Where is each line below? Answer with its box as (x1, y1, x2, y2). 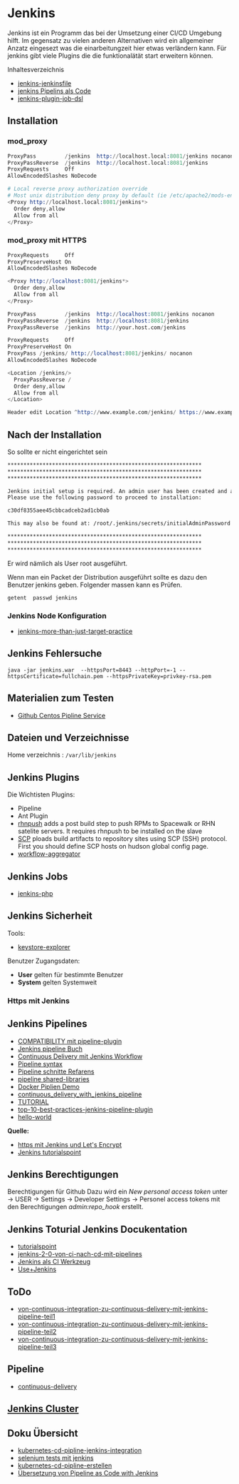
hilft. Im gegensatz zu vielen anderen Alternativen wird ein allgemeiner (7, 36, 214, 44)
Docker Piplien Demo (17, 1082, 80, 1091)
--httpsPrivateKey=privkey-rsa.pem (105, 672, 212, 680)
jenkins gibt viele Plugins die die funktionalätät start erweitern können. (7, 51, 213, 60)
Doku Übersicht (7, 1427, 78, 1439)
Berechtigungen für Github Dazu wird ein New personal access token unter (7, 1187, 228, 1196)
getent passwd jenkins (7, 594, 78, 601)
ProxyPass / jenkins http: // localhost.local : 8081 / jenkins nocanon (7, 152, 234, 160)
